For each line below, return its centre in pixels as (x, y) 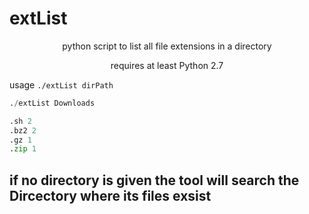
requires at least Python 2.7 (167, 65)
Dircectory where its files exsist (110, 195)
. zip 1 (23, 149)
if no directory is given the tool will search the (154, 180)
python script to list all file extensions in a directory (167, 46)
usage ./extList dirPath (61, 84)
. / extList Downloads (52, 103)
